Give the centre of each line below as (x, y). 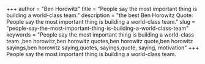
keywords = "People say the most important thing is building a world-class (100, 35)
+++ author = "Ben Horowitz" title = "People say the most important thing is (102, 9)
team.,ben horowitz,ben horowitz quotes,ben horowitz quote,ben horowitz (100, 41)
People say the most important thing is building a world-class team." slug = (101, 22)
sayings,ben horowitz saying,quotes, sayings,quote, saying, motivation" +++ (103, 48)
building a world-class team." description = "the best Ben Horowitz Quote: (100, 15)
